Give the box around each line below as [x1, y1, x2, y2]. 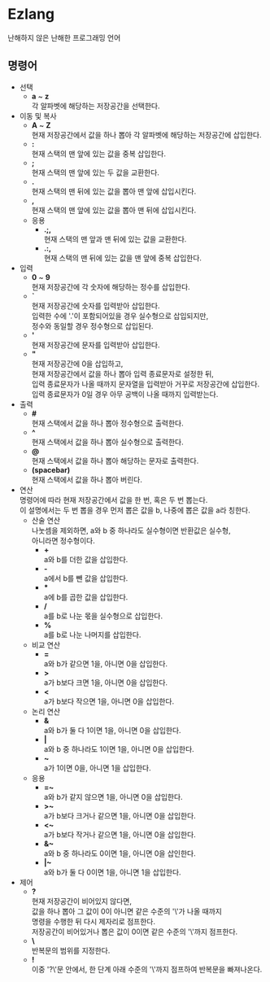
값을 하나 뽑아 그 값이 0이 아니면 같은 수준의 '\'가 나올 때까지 [31, 906, 223, 916]
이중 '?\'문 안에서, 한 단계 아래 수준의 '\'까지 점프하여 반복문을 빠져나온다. [31, 964, 263, 974]
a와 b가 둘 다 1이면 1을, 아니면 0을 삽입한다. [43, 725, 181, 735]
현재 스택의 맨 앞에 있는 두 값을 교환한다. [31, 168, 160, 177]
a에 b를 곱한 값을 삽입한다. [43, 591, 128, 602]
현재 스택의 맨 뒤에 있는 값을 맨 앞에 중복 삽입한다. [43, 253, 202, 263]
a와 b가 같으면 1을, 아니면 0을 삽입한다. [43, 658, 168, 668]
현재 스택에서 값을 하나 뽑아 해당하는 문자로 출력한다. [31, 456, 199, 465]
